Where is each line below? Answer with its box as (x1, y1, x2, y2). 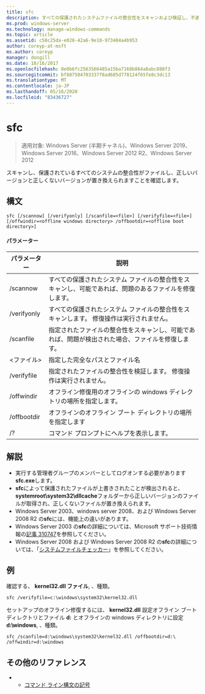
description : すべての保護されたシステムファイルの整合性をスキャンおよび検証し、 (6, 15, 191, 21)
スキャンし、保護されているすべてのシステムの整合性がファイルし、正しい (6, 169, 193, 176)
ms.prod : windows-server (6, 20, 70, 26)
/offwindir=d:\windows (6, 639, 64, 646)
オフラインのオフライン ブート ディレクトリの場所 (48, 408, 192, 417)
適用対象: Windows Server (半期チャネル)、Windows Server (21, 141, 172, 149)
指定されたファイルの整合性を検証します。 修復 (48, 367, 184, 375)
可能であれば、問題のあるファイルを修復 (79, 284, 195, 293)
